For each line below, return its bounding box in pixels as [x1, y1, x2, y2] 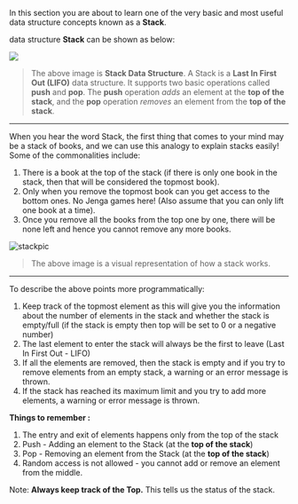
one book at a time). [21, 205, 96, 216]
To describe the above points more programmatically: [9, 284, 206, 294]
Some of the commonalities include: [9, 150, 140, 161]
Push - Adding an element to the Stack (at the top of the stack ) [21, 439, 254, 449]
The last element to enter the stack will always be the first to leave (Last [21, 339, 285, 349]
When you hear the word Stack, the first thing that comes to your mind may [9, 131, 285, 141]
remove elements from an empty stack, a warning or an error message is [21, 367, 288, 377]
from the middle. [21, 468, 82, 477]
